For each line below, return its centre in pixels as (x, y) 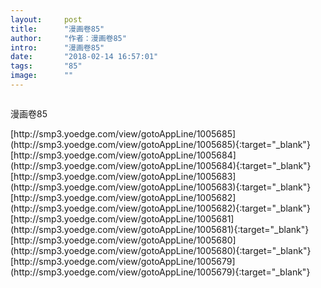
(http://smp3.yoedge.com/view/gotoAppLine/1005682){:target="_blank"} (161, 208)
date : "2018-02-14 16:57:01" (84, 57)
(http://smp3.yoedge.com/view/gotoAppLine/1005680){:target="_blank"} (161, 250)
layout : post (46, 19)
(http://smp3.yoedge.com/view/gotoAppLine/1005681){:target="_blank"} (160, 229)
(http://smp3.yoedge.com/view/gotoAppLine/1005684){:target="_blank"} (161, 165)
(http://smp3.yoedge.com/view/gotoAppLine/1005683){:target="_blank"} (161, 187)
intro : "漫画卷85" (57, 47)
